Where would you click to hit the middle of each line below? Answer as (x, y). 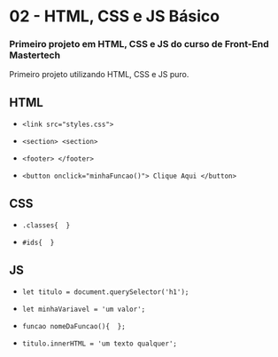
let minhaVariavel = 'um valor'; (84, 309)
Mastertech (35, 55)
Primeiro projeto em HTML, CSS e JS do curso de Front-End (139, 44)
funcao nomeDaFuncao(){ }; (73, 326)
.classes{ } (46, 226)
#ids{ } (38, 243)
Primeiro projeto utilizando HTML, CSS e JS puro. (99, 75)
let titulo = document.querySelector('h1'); (105, 292)
